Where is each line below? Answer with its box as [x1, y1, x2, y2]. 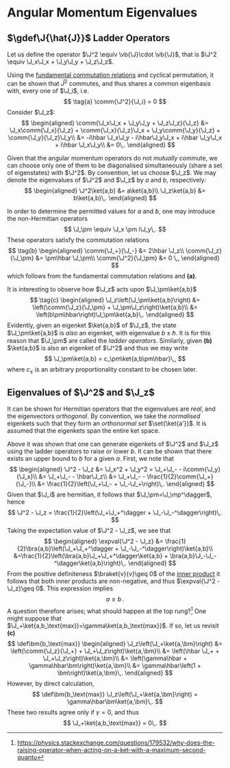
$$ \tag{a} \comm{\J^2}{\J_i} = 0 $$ [64, 97, 166, 106]
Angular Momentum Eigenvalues [7, 5, 198, 21]
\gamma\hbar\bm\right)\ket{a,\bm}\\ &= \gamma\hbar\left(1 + [28, 661, 202, 669]
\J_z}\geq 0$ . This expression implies [7, 584, 114, 592]
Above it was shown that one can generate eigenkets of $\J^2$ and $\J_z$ [7, 440, 219, 448]
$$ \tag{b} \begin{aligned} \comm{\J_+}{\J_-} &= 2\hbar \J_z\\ [8, 246, 185, 254]
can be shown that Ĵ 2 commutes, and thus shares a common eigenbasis [7, 78, 211, 87]
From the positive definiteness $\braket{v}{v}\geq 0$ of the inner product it [7, 570, 220, 578]
